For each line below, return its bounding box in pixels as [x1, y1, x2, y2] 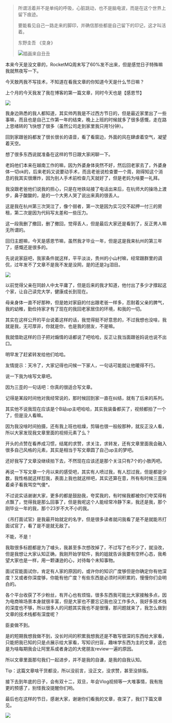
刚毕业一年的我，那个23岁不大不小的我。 [5, 505, 92, 511]
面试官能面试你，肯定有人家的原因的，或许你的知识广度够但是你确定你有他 [5, 568, 162, 574]
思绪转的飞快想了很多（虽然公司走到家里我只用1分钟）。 [9, 123, 126, 129]
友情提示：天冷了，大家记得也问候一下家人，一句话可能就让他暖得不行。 [5, 362, 158, 368]
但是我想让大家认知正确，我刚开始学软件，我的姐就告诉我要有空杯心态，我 [5, 551, 162, 557]
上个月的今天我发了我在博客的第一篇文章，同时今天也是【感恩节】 [5, 90, 144, 95]
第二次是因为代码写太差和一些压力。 [14, 210, 91, 216]
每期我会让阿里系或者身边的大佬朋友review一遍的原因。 [18, 646, 136, 652]
